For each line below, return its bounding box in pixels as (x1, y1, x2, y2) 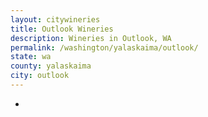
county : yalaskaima (10, 61, 92, 71)
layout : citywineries (10, 14, 101, 25)
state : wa (10, 52, 52, 62)
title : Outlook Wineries (10, 24, 114, 34)
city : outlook (10, 71, 70, 81)
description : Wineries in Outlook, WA (10, 33, 172, 43)
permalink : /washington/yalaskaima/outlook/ (10, 42, 199, 53)
